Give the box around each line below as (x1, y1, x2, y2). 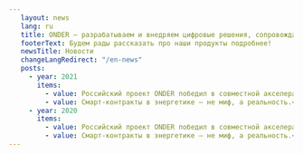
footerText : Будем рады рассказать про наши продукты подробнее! (20, 38, 272, 48)
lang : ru (20, 22, 53, 31)
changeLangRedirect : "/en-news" (20, 55, 143, 64)
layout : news (20, 13, 70, 23)
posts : (20, 64, 46, 73)
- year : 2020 (28, 106, 78, 115)
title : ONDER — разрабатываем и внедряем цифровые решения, (20, 30, 252, 39)
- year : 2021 (28, 72, 78, 82)
